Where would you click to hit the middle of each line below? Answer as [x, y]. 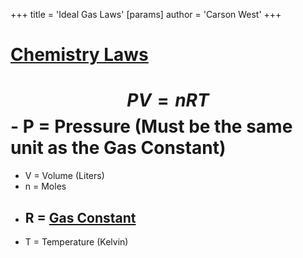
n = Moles [45, 186]
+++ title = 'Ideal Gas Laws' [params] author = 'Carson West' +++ [146, 14]
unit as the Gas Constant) [118, 148]
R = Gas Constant [80, 217]
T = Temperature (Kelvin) [76, 241]
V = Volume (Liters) [64, 176]
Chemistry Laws [79, 55]
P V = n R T [168, 100]
